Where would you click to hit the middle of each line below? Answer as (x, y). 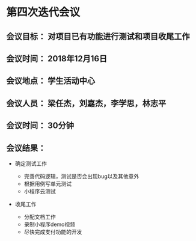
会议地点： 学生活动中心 (51, 81)
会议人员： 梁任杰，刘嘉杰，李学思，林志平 (86, 103)
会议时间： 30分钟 (40, 126)
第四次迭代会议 (43, 12)
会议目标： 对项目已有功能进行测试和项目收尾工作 (98, 36)
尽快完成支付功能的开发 (53, 231)
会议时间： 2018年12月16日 (57, 59)
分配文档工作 (40, 216)
